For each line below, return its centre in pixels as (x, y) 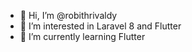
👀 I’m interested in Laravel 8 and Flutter (100, 26)
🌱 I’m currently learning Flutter (82, 36)
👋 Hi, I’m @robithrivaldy (68, 15)
